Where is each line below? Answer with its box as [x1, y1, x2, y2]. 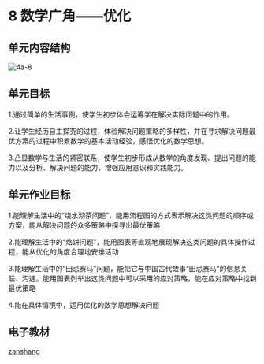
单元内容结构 [8, 41, 71, 54]
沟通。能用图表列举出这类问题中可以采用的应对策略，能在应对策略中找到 [21, 273, 257, 283]
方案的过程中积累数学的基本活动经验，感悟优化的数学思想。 [14, 136, 209, 146]
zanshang [8, 347, 41, 356]
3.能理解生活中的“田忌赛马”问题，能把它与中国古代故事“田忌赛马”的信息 [8, 263, 241, 273]
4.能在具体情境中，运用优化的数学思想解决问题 [8, 300, 160, 310]
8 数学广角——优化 [8, 7, 132, 25]
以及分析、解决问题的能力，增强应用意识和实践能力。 [14, 162, 188, 172]
